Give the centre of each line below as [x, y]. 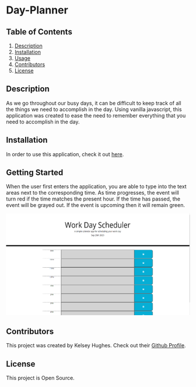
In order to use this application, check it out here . [65, 154]
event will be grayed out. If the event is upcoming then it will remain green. [96, 205]
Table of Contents [39, 32]
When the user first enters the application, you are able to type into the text [96, 186]
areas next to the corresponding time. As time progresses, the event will [92, 193]
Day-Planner [37, 10]
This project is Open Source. [40, 378]
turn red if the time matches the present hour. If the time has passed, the [93, 199]
